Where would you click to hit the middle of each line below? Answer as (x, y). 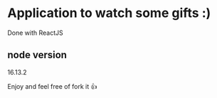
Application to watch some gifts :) (109, 13)
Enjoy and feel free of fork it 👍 (52, 86)
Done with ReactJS (36, 33)
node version (37, 55)
